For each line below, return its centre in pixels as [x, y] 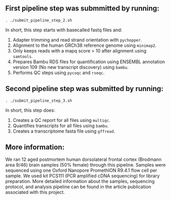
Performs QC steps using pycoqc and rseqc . [59, 72]
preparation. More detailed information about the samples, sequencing [80, 181]
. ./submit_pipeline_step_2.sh [39, 20]
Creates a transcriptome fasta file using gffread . [64, 131]
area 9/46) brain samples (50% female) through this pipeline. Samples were [85, 165]
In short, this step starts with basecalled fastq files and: [64, 30]
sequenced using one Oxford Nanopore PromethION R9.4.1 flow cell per [81, 170]
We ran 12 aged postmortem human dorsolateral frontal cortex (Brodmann [83, 159]
